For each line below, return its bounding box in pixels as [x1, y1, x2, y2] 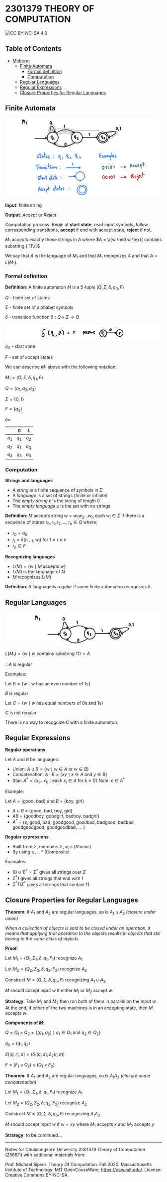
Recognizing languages [5, 554, 55, 560]
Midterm [12, 58, 30, 64]
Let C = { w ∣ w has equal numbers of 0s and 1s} [5, 700, 103, 706]
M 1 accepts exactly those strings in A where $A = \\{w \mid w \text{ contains [5, 236, 162, 244]
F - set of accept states [5, 354, 53, 360]
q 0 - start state [5, 343, 36, 350]
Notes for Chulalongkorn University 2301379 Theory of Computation [5, 1147, 146, 1153]
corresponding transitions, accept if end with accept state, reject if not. [5, 227, 152, 233]
